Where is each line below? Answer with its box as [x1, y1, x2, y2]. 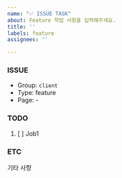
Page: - [17, 96, 39, 105]
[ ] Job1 [17, 129, 40, 138]
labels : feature [7, 29, 54, 37]
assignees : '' [7, 36, 49, 43]
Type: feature [17, 89, 56, 97]
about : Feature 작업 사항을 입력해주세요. [7, 17, 116, 24]
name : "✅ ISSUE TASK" [7, 10, 72, 17]
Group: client [17, 81, 58, 89]
